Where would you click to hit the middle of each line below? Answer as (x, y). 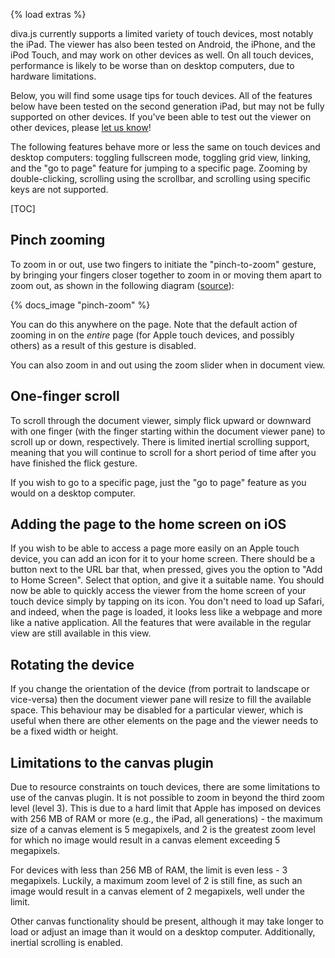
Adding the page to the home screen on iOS (148, 524)
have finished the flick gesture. (74, 463)
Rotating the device (72, 664)
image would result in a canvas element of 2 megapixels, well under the (158, 891)
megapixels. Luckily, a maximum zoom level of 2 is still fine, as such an (156, 881)
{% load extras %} (48, 14)
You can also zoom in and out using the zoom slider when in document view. (168, 365)
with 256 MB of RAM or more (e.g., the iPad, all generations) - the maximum (166, 819)
